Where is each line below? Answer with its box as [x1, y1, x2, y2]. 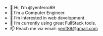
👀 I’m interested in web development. [9, 15, 86, 20]
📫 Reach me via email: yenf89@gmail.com [9, 26, 98, 31]
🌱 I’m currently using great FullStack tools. [9, 20, 97, 26]
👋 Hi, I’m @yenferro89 [9, 5, 55, 10]
